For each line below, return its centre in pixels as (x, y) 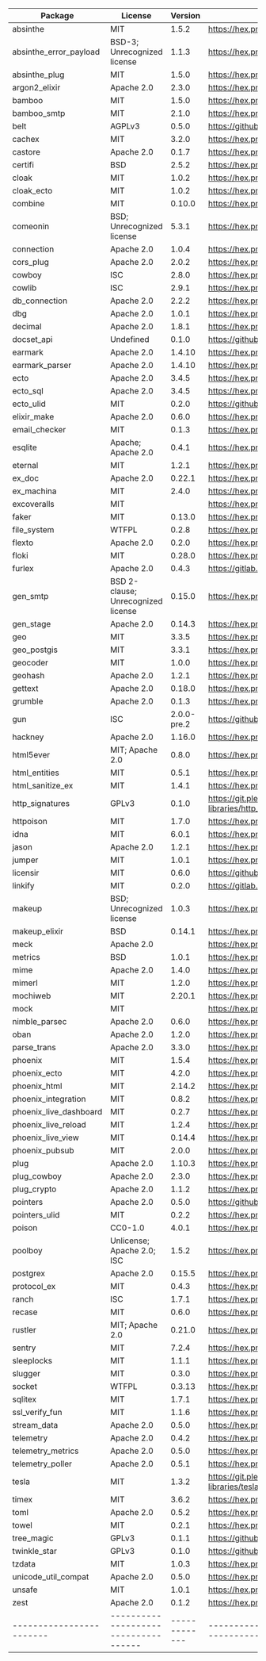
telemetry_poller (42, 1464)
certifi (23, 165)
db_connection (40, 301)
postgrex (29, 1274)
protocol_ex (34, 1286)
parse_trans (34, 1047)
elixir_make (33, 417)
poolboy (27, 1251)
